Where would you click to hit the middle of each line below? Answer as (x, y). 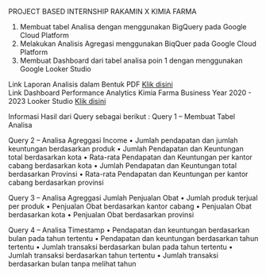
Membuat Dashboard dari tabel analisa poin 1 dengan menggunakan (131, 60)
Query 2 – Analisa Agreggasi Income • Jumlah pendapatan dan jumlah (123, 140)
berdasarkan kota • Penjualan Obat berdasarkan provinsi (101, 215)
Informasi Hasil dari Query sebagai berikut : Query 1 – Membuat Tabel (122, 117)
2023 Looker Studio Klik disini (57, 101)
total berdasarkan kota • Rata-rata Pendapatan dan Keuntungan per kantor (130, 157)
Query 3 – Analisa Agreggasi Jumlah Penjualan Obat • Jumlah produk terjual (133, 198)
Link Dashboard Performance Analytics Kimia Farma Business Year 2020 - (130, 93)
